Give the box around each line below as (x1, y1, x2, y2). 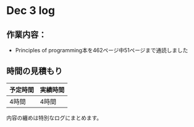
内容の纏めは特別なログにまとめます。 (6, 114, 102, 122)
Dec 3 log (6, 4, 56, 18)
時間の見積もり (6, 66, 63, 77)
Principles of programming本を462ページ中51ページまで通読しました (15, 47, 189, 53)
